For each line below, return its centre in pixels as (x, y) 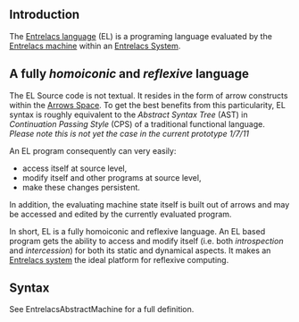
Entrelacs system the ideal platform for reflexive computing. (119, 259)
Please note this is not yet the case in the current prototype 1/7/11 (129, 133)
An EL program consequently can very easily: (93, 150)
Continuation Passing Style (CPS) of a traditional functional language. (137, 123)
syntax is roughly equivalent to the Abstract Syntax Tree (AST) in (129, 114)
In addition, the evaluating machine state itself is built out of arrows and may (149, 204)
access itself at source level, (75, 168)
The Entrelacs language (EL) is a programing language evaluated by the (141, 36)
